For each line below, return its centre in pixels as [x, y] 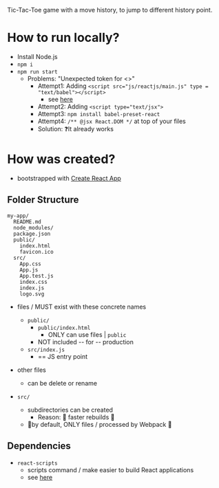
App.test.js [36, 276]
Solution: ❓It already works [75, 129]
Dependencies [39, 446]
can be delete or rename [62, 383]
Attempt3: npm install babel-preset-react [99, 113]
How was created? [61, 159]
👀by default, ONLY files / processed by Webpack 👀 [100, 424]
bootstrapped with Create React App [69, 178]
